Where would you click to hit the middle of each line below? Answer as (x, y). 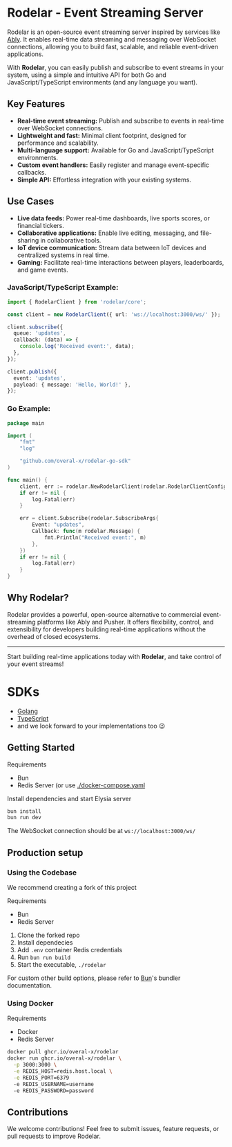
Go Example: (29, 409)
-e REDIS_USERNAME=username (54, 1084)
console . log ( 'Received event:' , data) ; (77, 347)
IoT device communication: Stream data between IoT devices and (112, 247)
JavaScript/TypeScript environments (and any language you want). (103, 82)
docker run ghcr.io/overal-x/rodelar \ (65, 1058)
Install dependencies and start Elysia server (69, 798)
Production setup (45, 853)
